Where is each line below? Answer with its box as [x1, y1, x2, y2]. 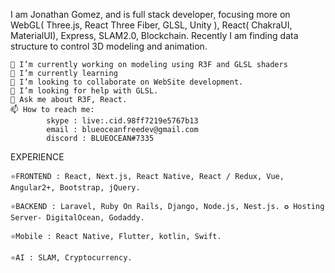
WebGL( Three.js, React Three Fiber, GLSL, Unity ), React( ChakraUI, [10, 19, 293, 31]
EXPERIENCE [10, 151, 65, 163]
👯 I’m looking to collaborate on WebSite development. [10, 77, 244, 87]
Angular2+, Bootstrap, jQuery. [10, 183, 141, 193]
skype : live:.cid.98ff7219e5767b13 [46, 116, 199, 126]
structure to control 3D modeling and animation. [10, 40, 208, 52]
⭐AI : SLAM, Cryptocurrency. [10, 253, 133, 263]
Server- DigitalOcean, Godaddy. [10, 213, 145, 223]
